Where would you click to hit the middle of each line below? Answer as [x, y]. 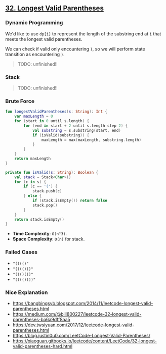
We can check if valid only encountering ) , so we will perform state [75, 49]
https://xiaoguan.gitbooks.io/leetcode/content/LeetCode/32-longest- [85, 341]
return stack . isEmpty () [39, 219]
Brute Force [20, 101]
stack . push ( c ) [47, 191]
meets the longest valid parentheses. [44, 39]
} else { [33, 196]
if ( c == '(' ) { [40, 186]
